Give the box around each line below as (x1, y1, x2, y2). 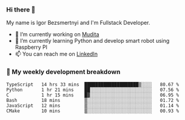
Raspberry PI (14, 43, 48, 51)
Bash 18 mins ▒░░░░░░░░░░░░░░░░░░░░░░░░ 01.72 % (6, 97, 180, 103)
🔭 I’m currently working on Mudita (14, 31, 99, 38)
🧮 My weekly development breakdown (6, 68, 121, 76)
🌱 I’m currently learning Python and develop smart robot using (14, 37, 170, 45)
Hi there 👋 (6, 5, 36, 14)
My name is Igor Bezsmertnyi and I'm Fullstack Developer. (6, 19, 151, 27)
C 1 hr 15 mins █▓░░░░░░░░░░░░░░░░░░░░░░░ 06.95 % (6, 92, 180, 98)
